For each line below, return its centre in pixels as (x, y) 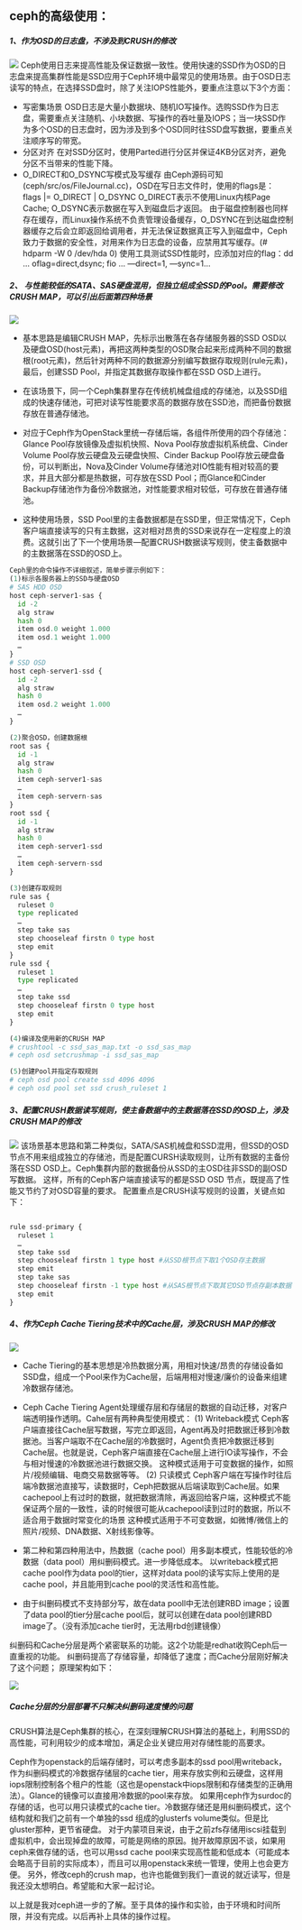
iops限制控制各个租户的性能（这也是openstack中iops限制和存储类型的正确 (147, 1784)
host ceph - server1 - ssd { (56, 671)
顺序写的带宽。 (58, 141)
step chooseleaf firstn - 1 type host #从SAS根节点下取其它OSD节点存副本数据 (155, 1286)
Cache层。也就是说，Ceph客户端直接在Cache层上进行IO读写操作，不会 (155, 1452)
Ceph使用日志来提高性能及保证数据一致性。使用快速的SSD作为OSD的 (150, 65)
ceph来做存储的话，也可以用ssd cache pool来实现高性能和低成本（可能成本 (150, 1852)
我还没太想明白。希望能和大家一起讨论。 (84, 1885)
